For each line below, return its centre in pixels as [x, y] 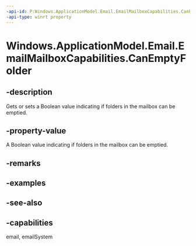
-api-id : [17, 11]
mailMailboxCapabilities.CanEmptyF [96, 58]
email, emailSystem [29, 237]
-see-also [24, 203]
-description [29, 92]
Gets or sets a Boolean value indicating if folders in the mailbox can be [91, 106]
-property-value [36, 131]
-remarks [23, 163]
